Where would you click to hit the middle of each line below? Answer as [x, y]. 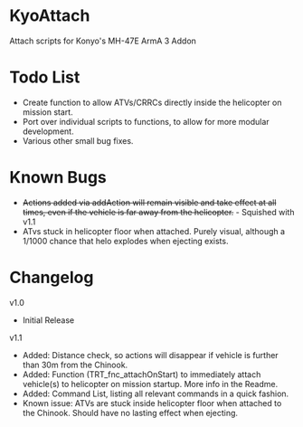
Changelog [52, 278]
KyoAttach [50, 16]
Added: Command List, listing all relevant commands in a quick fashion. [156, 394]
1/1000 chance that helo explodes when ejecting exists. [125, 241]
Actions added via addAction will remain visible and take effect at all [149, 202]
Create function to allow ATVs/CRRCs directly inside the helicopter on [152, 102]
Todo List [45, 77]
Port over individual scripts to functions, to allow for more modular [146, 121]
